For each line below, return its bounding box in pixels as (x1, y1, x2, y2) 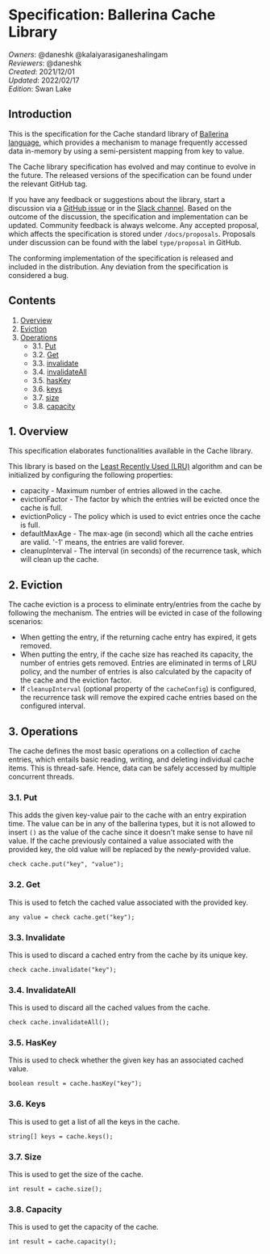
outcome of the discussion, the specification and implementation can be (8, 212, 248, 222)
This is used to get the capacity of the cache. (8, 1222, 159, 1232)
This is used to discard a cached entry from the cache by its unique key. (8, 950, 248, 960)
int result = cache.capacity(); (8, 1238, 117, 1246)
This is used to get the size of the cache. (8, 1170, 143, 1180)
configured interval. (19, 701, 86, 711)
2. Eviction (8, 578, 63, 592)
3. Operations (8, 724, 78, 738)
